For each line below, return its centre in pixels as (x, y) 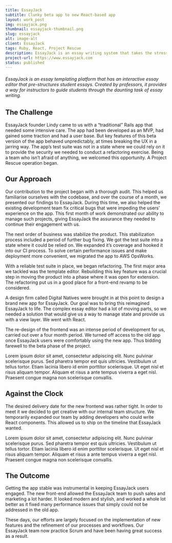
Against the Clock (34, 394)
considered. (18, 287)
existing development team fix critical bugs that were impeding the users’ (83, 208)
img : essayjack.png (26, 24)
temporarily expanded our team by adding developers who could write (80, 417)
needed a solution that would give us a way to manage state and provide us (85, 314)
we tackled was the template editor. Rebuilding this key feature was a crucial (86, 271)
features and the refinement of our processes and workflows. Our (75, 525)
